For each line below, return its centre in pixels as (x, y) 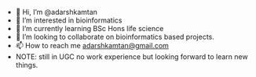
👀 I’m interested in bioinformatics (69, 20)
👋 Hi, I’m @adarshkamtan (57, 12)
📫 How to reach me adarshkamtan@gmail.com (92, 45)
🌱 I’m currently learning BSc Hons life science (90, 28)
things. (27, 65)
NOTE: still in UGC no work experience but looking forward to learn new (132, 57)
